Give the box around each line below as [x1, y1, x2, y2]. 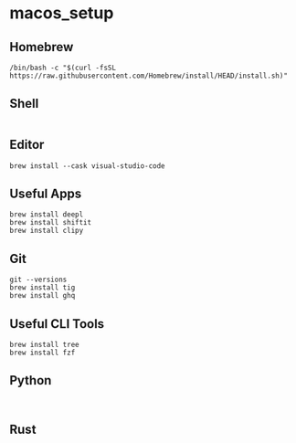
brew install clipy [9, 227, 84, 236]
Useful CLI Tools [9, 316, 105, 332]
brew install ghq [9, 291, 76, 301]
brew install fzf [9, 348, 76, 358]
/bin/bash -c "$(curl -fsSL [9, 63, 117, 72]
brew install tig [9, 283, 76, 292]
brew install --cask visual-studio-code [9, 161, 166, 171]
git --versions [9, 275, 68, 285]
